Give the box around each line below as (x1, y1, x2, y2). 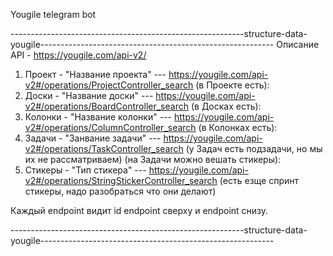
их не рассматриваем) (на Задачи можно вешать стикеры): (24, 154, 282, 165)
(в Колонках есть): (198, 122, 278, 133)
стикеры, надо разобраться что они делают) (24, 185, 217, 197)
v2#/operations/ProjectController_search (24, 79, 194, 91)
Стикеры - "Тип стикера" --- (24, 164, 147, 176)
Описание (276, 39, 320, 50)
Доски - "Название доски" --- (24, 90, 154, 101)
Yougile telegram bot (10, 9, 97, 20)
